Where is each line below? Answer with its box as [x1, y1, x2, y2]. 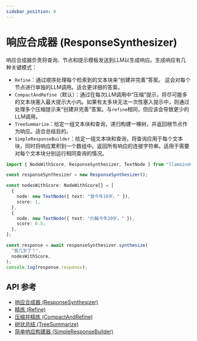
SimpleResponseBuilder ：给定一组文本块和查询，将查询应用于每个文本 [14, 135, 184, 142]
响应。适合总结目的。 [19, 128, 72, 135]
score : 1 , [16, 199, 41, 205]
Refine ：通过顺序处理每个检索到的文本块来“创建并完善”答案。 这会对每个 [14, 76, 191, 83]
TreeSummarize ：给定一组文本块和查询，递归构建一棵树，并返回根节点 [14, 120, 183, 127]
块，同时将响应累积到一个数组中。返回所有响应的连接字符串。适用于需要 [14, 142, 189, 149]
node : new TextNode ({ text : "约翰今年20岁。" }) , [16, 215, 135, 221]
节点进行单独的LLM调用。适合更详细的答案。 [14, 83, 123, 91]
